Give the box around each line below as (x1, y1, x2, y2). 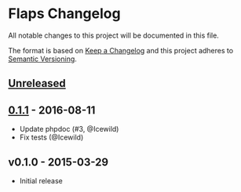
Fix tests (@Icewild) (19, 132, 84, 142)
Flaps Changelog (8, 5, 121, 23)
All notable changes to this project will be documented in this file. (8, 31, 220, 40)
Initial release (19, 176, 63, 185)
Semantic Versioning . (8, 54, 77, 63)
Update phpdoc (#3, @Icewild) (19, 125, 119, 134)
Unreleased (8, 77, 67, 90)
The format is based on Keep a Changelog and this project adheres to (8, 45, 234, 55)
